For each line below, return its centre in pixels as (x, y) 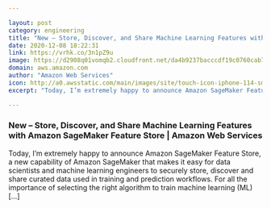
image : (19, 60)
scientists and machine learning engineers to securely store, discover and (131, 170)
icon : (17, 83)
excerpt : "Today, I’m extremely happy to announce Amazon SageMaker (126, 90)
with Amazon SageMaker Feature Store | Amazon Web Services (135, 135)
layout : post (30, 23)
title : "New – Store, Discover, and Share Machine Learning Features (128, 38)
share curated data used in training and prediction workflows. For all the (128, 179)
